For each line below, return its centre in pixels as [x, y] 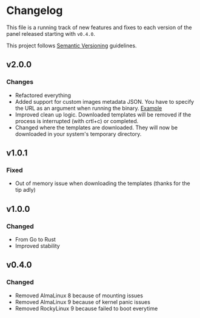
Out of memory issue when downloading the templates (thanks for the [102, 183]
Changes [20, 82]
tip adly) [25, 190]
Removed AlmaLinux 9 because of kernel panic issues [82, 302]
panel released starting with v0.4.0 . [51, 33]
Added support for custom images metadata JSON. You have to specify [105, 101]
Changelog [35, 11]
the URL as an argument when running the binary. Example [88, 108]
